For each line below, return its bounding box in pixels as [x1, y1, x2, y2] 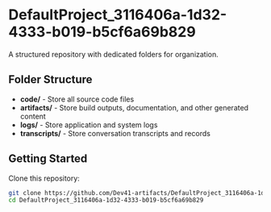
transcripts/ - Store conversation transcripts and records [19, 128, 211, 138]
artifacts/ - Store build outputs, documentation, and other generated [19, 102, 248, 112]
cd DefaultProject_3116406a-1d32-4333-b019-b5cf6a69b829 [8, 196, 204, 205]
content [19, 111, 46, 121]
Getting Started [8, 152, 88, 166]
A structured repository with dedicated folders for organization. [8, 49, 219, 59]
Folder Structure [8, 73, 93, 86]
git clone [8, 189, 42, 197]
